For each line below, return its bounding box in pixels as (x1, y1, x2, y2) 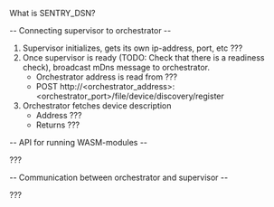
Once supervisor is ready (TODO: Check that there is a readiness (22, 52, 265, 62)
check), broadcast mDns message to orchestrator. (22, 62, 211, 72)
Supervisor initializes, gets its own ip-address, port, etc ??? (22, 42, 243, 53)
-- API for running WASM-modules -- (9, 137, 147, 147)
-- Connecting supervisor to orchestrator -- (9, 25, 172, 35)
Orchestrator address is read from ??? (35, 71, 178, 82)
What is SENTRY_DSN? (9, 8, 96, 18)
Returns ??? (35, 119, 80, 130)
